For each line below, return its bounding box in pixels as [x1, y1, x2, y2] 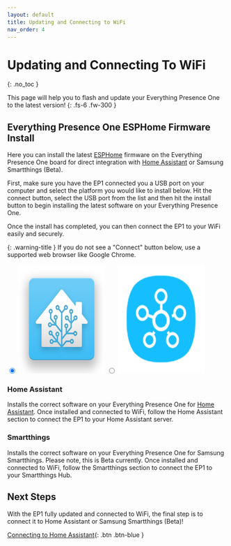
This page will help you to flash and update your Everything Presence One [7, 94, 221, 102]
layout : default [7, 11, 54, 18]
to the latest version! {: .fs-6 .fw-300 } [7, 101, 117, 110]
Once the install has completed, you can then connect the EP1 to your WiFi [7, 222, 221, 230]
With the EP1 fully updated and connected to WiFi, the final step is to [7, 510, 203, 518]
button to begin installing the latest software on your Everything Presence [7, 201, 218, 209]
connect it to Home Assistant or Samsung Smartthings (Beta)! [7, 517, 184, 525]
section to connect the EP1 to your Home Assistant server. [7, 415, 174, 424]
